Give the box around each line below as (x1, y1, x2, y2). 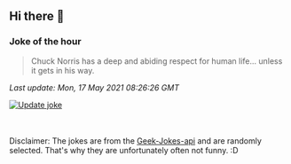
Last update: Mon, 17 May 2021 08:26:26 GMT (9, 82, 180, 93)
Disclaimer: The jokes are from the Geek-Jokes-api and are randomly (9, 135, 262, 146)
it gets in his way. (30, 65, 95, 75)
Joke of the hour (9, 35, 82, 48)
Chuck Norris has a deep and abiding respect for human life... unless (30, 55, 283, 66)
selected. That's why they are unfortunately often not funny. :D (9, 144, 239, 155)
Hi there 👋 (9, 9, 65, 24)
